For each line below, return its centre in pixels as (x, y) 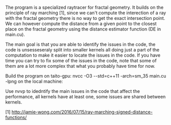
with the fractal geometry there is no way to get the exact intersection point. (85, 18)
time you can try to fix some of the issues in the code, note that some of (81, 60)
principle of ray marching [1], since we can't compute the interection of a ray (86, 13)
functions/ (16, 117)
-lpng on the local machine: (34, 81)
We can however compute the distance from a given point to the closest (81, 23)
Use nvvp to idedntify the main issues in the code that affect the (73, 91)
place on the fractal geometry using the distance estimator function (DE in (83, 29)
